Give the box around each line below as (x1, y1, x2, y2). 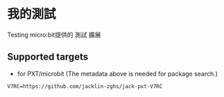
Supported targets (7, 51, 89, 63)
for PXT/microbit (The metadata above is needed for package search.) (17, 69, 218, 78)
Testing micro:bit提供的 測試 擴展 (7, 30, 101, 39)
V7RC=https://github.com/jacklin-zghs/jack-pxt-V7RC (7, 82, 163, 90)
